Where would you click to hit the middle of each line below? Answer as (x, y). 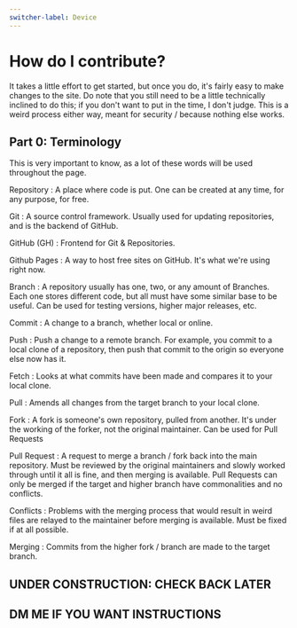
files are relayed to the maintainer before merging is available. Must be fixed (148, 521)
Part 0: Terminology (66, 141)
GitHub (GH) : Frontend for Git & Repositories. (92, 243)
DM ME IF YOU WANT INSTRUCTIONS (115, 614)
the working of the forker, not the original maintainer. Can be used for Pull (143, 429)
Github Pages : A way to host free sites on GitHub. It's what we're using (140, 260)
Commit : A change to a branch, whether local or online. (111, 323)
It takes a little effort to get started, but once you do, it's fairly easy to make (147, 86)
